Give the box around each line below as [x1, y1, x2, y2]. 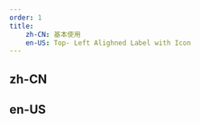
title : [9, 22, 34, 31]
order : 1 [9, 13, 42, 22]
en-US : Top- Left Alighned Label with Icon [25, 38, 192, 48]
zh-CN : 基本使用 [25, 30, 81, 39]
